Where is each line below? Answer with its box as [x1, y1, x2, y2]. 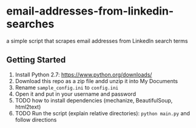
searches [6, 17, 55, 31]
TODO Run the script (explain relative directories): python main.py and [15, 109, 190, 116]
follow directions [15, 116, 57, 123]
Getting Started [6, 55, 66, 65]
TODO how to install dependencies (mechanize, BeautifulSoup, [15, 96, 173, 104]
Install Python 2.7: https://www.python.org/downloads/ [15, 71, 152, 78]
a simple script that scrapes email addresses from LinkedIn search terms [6, 37, 188, 44]
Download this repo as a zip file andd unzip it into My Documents [15, 77, 178, 84]
